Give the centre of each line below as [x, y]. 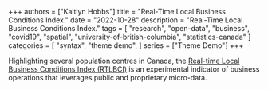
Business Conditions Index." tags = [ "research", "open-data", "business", [129, 28]
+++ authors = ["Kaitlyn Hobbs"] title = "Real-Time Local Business [117, 12]
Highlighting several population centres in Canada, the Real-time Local [124, 61]
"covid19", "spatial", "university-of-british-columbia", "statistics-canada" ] [130, 37]
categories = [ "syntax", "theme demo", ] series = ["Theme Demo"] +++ [126, 45]
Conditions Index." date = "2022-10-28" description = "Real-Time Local [126, 20]
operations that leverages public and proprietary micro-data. [108, 78]
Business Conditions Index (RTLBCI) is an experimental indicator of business [134, 69]
